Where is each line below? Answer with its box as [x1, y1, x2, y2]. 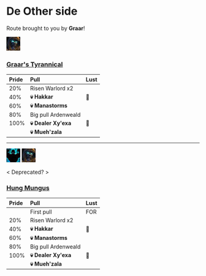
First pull [29, 208, 52, 215]
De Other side [6, 4, 78, 18]
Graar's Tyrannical [6, 60, 63, 69]
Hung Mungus [6, 184, 50, 192]
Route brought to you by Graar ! [6, 24, 85, 32]
